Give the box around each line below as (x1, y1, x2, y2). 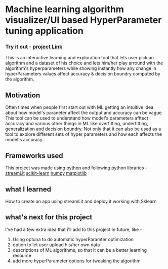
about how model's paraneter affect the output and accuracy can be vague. (5, 110, 163, 116)
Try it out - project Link (5, 43, 63, 50)
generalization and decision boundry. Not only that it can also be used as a (5, 126, 161, 132)
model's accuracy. (5, 137, 44, 143)
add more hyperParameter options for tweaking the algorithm (12, 257, 141, 264)
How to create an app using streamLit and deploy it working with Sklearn (5, 198, 157, 204)
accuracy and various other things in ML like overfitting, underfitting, (5, 121, 148, 127)
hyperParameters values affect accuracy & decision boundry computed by (5, 71, 160, 77)
